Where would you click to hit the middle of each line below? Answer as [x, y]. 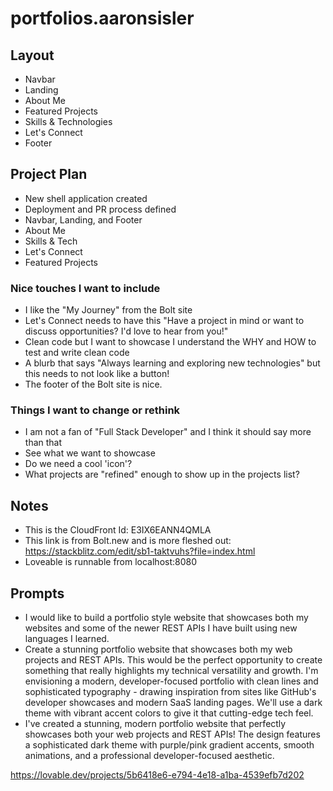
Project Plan [49, 174]
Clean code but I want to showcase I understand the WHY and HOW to [170, 342]
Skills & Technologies [68, 121]
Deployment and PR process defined [100, 209]
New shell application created [86, 198]
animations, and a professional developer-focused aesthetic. [149, 756]
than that [43, 443]
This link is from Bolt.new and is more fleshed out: [128, 541]
